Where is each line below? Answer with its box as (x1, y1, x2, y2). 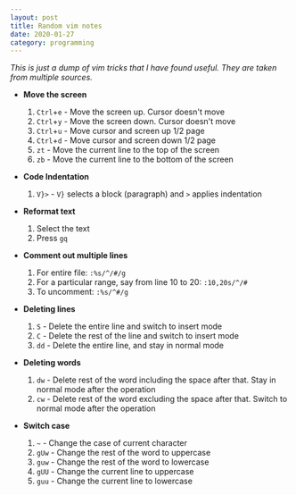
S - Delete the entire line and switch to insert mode (36, 321, 223, 331)
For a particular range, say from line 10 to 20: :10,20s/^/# (36, 277, 248, 288)
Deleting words (22, 357, 81, 368)
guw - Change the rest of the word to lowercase (36, 457, 210, 467)
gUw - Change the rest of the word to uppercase (36, 448, 211, 458)
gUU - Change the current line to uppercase (36, 466, 194, 477)
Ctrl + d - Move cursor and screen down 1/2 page (36, 135, 217, 146)
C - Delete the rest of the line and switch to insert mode (36, 331, 240, 341)
